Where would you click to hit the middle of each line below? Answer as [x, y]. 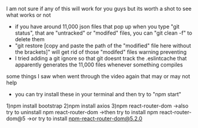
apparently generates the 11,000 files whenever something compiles [99, 65]
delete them [30, 39]
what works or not [29, 15]
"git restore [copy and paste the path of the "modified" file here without [103, 45]
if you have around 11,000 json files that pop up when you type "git [97, 27]
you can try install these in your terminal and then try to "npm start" [98, 94]
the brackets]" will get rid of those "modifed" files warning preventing [100, 52]
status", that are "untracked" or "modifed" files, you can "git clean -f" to [103, 33]
